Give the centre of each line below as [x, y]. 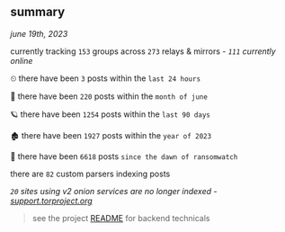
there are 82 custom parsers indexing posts [90, 174]
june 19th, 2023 [39, 33]
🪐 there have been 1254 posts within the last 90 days [110, 114]
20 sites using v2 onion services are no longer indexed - [114, 191]
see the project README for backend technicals [121, 218]
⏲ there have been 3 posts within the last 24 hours [106, 78]
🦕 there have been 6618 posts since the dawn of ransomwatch [124, 156]
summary [38, 12]
